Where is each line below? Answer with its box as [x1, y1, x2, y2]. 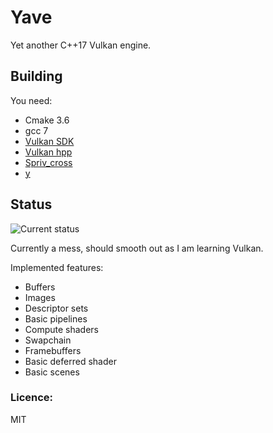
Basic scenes [24, 366, 80, 378]
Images [24, 291, 56, 303]
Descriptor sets [24, 302, 89, 314]
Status [10, 196, 53, 213]
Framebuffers [24, 344, 82, 356]
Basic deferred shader [24, 355, 117, 367]
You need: [10, 94, 53, 106]
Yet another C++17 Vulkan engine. [10, 39, 152, 51]
